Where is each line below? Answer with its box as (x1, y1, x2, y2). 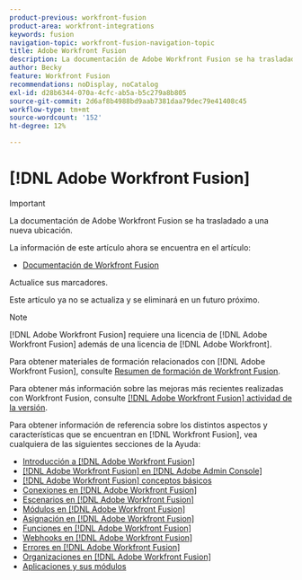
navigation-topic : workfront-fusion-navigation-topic (9, 38, 216, 48)
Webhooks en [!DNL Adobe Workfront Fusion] (22, 532, 193, 543)
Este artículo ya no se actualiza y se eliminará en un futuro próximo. (9, 294, 261, 305)
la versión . (9, 401, 48, 413)
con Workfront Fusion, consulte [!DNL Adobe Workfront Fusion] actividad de (9, 392, 292, 403)
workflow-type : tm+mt (9, 105, 91, 114)
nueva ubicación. (9, 224, 74, 235)
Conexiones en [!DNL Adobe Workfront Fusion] (22, 484, 198, 495)
